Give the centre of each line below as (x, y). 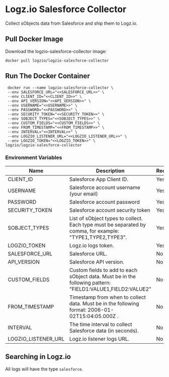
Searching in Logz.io (38, 357)
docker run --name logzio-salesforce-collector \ (60, 88)
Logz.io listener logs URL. (99, 339)
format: (78, 310)
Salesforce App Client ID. (99, 179)
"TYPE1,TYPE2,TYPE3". (98, 237)
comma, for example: (94, 231)
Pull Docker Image (34, 39)
